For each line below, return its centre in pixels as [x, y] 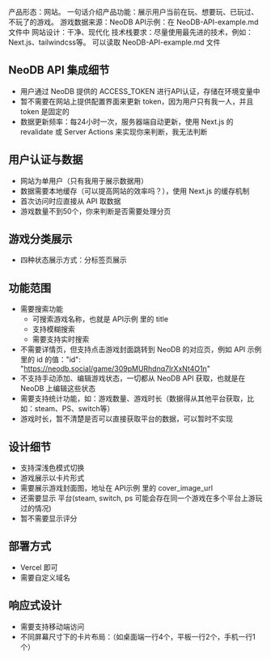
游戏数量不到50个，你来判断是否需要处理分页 [95, 211]
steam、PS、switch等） [74, 409]
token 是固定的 [45, 111]
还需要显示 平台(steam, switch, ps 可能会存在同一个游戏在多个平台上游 [138, 498]
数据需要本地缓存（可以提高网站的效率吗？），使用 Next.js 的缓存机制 [135, 191]
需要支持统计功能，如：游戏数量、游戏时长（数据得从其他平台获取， [133, 398]
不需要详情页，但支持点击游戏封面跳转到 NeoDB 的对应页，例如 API [133, 350]
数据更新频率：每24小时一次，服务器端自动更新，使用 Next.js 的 [127, 121]
